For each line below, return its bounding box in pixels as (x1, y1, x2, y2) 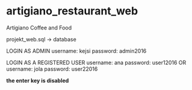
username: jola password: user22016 (6, 65, 98, 73)
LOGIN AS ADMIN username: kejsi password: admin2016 (6, 47, 147, 55)
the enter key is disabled (6, 77, 69, 84)
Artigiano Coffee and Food (6, 24, 72, 31)
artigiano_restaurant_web (6, 4, 138, 18)
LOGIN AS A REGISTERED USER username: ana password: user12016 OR (6, 59, 187, 66)
